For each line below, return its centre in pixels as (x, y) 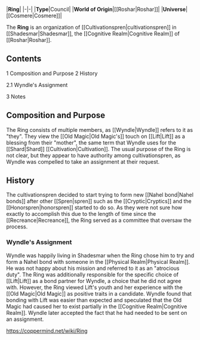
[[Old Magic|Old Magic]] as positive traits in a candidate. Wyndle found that (99, 293)
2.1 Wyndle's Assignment (37, 85)
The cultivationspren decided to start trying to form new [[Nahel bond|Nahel (100, 195)
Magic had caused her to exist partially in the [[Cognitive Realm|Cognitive (97, 306)
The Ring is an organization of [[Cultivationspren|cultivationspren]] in (91, 27)
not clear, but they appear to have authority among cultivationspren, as (93, 155)
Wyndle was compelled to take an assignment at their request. (83, 161)
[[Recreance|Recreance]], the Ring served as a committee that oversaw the (99, 220)
